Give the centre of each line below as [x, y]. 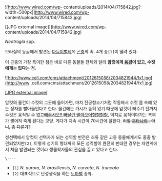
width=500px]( [20, 12]
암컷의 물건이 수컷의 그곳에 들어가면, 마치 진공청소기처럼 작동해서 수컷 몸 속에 [79, 102]
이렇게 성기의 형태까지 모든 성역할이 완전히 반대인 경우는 [87, 143]
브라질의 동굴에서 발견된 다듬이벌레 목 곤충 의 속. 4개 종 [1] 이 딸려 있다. [71, 51]
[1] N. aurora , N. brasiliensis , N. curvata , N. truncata [65, 168]
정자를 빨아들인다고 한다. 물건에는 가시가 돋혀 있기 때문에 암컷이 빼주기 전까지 [84, 109]
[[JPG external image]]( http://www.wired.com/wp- [56, 27]
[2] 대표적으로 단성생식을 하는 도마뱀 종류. [52, 173]
